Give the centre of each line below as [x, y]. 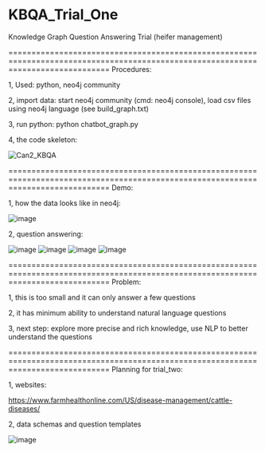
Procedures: [131, 69]
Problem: [126, 282]
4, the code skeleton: [43, 139]
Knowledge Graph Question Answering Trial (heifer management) [115, 37]
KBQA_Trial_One [63, 15]
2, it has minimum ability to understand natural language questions [117, 312]
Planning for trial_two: [147, 369]
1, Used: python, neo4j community [64, 85]
